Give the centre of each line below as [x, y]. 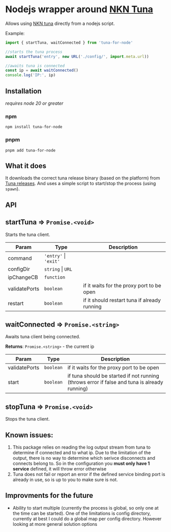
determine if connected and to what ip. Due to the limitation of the [82, 453]
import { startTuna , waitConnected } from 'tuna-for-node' [69, 42]
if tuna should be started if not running [113, 376]
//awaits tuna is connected [35, 66]
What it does [26, 166]
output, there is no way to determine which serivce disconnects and [84, 458]
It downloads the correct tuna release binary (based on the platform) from [83, 178]
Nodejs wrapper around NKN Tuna [79, 9]
